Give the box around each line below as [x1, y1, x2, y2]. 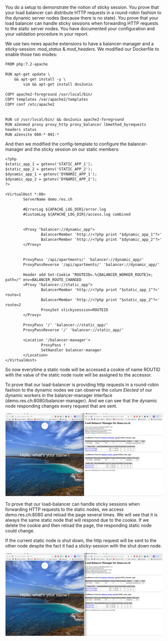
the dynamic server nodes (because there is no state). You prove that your [5, 15, 158, 21]
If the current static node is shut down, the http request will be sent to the [5, 537, 156, 543]
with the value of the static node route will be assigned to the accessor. [5, 372, 152, 378]
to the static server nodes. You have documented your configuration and [5, 26, 155, 32]
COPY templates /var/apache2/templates [5, 97, 88, 102]
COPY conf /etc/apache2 [5, 102, 55, 107]
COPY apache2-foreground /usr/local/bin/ [5, 92, 93, 97]
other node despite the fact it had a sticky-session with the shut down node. [5, 542, 162, 548]
